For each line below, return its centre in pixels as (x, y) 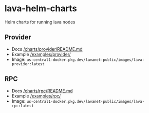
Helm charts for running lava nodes (40, 22)
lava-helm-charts (41, 9)
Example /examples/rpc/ (36, 96)
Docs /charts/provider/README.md (47, 49)
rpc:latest (23, 106)
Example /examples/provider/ (41, 54)
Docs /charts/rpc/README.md (42, 91)
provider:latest (28, 64)
